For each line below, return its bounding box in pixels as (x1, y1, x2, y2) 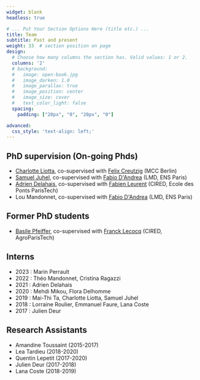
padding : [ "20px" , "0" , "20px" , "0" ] (17, 111, 114, 117)
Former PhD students (6, 211, 90, 222)
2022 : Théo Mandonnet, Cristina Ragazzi (15, 274, 121, 282)
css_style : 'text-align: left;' (12, 128, 95, 134)
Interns (6, 252, 35, 262)
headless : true (6, 15, 45, 21)
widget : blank (6, 9, 43, 15)
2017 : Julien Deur (15, 307, 61, 314)
